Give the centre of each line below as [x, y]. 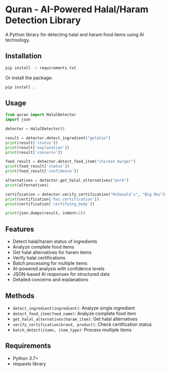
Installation [23, 56]
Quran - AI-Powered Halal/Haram [77, 9]
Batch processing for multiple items [50, 263]
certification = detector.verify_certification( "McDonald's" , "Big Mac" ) [86, 194]
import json [18, 120]
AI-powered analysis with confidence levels [58, 269]
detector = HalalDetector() [35, 129]
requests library [29, 364]
